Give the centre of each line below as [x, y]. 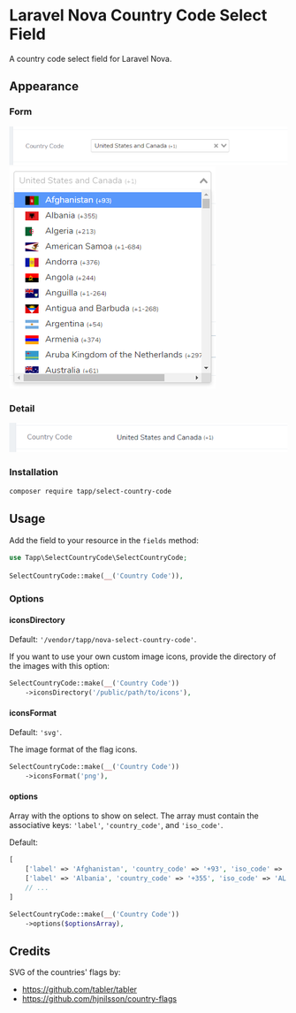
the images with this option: [60, 666]
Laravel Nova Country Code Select [138, 15]
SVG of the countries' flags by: [65, 972]
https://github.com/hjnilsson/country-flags [99, 999]
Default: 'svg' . [36, 733]
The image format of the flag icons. [73, 749]
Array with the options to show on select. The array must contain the [134, 816]
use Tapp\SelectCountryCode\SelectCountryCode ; [99, 557]
